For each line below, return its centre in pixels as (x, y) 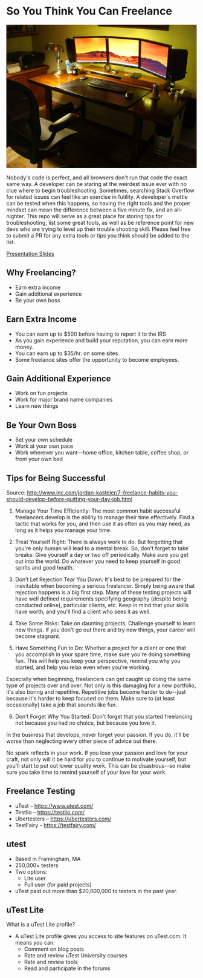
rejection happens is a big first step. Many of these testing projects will (103, 592)
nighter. (16, 216)
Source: (16, 493)
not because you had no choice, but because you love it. (85, 723)
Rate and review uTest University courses (76, 956)
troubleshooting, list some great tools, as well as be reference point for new (100, 222)
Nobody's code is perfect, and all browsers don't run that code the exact (97, 178)
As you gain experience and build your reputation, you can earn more (101, 340)
